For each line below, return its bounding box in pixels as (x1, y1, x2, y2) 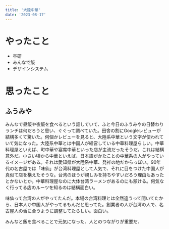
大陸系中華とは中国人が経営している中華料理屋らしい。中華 (40, 140, 164, 147)
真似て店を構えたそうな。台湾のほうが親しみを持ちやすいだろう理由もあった (5, 172, 164, 178)
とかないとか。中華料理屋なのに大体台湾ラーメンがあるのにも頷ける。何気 (5, 178, 160, 185)
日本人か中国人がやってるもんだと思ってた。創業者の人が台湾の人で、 (14, 202, 160, 208)
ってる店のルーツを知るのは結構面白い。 (14, 185, 98, 191)
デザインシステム (12, 66, 48, 72)
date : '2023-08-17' (5, 12, 46, 17)
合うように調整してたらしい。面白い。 (31, 208, 111, 214)
